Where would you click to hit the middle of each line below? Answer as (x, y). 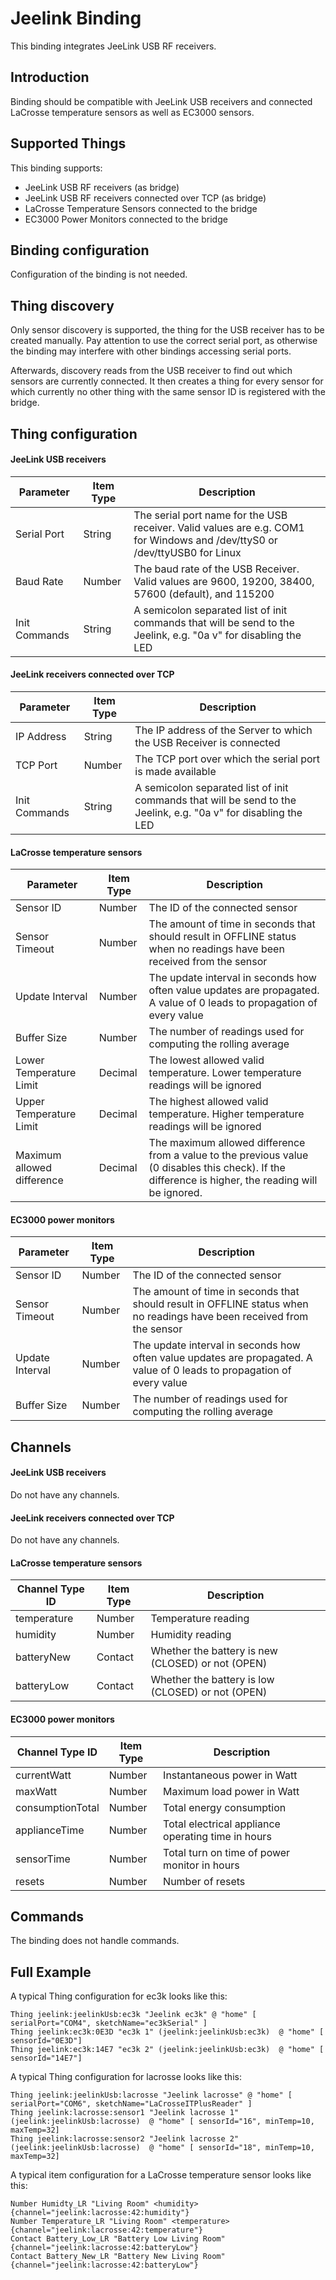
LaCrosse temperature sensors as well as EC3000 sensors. (132, 112)
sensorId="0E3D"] (46, 2041)
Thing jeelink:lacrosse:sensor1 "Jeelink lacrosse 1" (125, 2113)
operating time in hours (217, 1836)
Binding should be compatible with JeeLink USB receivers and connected (161, 101)
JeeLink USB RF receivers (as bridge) (102, 187)
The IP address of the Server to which (223, 730)
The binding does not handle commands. (95, 1941)
